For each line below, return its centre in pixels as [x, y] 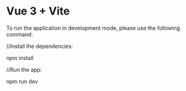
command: [20, 34]
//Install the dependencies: [40, 46]
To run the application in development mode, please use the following [93, 28]
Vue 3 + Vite [38, 11]
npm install [20, 58]
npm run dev [22, 81]
